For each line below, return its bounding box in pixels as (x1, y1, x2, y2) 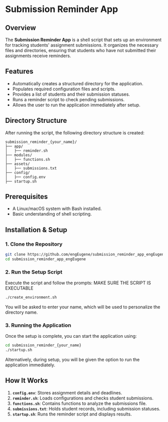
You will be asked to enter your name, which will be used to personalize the (5, 304, 160, 310)
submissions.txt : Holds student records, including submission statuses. (12, 405, 161, 411)
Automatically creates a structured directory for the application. (12, 80, 143, 86)
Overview (5, 24, 36, 32)
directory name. (5, 309, 38, 315)
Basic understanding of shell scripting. (12, 211, 92, 217)
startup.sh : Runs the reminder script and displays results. (12, 411, 132, 417)
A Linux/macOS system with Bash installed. (12, 205, 102, 212)
